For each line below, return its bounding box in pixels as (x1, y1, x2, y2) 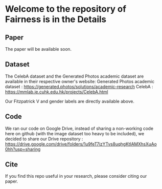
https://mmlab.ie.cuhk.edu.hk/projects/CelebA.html (5, 89, 109, 95)
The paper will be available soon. (5, 46, 72, 52)
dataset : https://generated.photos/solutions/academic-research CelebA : (5, 84, 153, 89)
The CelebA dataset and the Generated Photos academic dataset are (5, 73, 144, 79)
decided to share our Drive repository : (5, 136, 83, 142)
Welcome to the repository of (5, 3, 126, 15)
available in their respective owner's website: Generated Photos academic (5, 78, 155, 84)
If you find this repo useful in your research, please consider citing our (5, 173, 147, 179)
